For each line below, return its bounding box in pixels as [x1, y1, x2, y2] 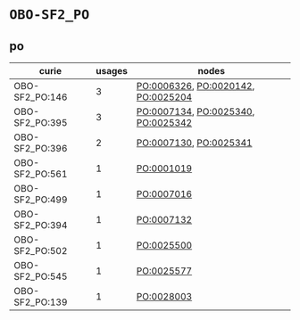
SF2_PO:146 [13, 91, 68, 103]
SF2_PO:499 [13, 193, 68, 206]
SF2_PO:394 [13, 219, 68, 231]
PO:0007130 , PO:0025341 [136, 136, 253, 149]
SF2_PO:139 [13, 296, 68, 308]
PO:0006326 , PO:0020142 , [136, 80, 255, 92]
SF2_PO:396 [13, 143, 68, 154]
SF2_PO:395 [13, 117, 68, 128]
